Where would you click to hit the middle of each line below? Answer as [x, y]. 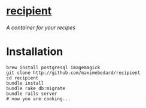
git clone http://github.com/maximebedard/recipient [73, 73]
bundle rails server [32, 94]
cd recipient [22, 78]
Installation [35, 52]
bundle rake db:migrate [36, 88]
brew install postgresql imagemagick [53, 67]
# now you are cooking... [38, 99]
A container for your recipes [41, 27]
